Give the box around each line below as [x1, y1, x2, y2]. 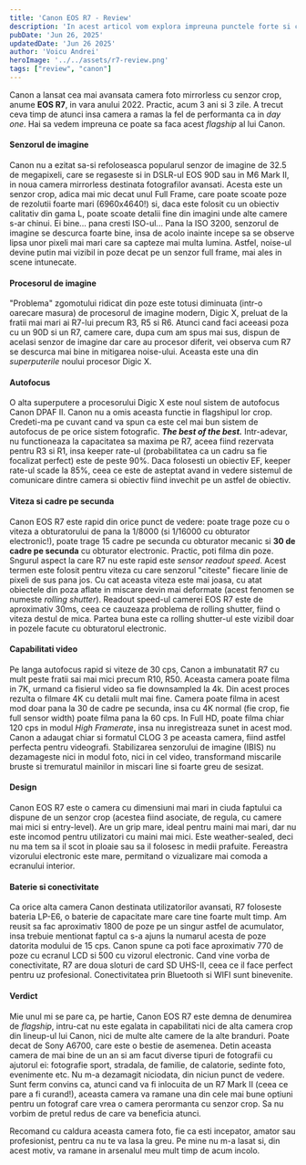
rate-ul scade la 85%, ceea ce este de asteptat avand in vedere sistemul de [9, 465, 293, 476]
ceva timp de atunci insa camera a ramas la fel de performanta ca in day [9, 109, 281, 120]
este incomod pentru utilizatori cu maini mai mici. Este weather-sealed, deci [9, 832, 294, 843]
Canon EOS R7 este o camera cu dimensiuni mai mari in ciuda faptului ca [9, 803, 282, 813]
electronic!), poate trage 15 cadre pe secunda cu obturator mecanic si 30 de [9, 535, 296, 546]
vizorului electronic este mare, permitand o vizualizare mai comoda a [9, 851, 269, 862]
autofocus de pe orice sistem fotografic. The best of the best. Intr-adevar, [9, 426, 289, 437]
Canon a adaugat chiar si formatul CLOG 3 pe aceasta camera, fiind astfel [9, 731, 286, 742]
